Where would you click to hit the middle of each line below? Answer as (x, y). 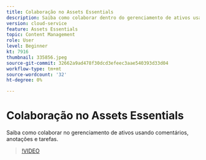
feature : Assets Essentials (42, 29)
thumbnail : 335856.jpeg (37, 57)
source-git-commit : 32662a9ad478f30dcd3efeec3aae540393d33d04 (87, 63)
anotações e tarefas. (32, 139)
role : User (20, 40)
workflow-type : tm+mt (34, 69)
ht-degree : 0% (25, 80)
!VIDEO (30, 151)
